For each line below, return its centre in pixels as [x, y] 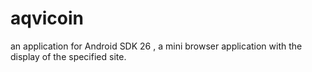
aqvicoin [47, 18]
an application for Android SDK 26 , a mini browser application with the [156, 46]
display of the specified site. [68, 56]
